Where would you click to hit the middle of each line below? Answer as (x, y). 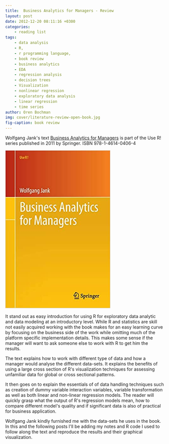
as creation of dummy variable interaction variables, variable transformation (84, 390)
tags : (11, 37)
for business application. (31, 411)
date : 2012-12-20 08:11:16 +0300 (40, 21)
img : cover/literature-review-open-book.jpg (53, 117)
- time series (29, 107)
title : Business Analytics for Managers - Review (60, 11)
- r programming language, (43, 53)
